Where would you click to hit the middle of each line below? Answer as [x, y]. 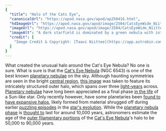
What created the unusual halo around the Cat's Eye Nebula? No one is [77, 65]
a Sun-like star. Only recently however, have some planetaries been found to [83, 96]
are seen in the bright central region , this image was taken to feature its [78, 81]
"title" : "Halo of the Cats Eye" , [45, 14]
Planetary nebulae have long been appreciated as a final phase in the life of [82, 91]
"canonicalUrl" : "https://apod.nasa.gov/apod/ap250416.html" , [75, 19]
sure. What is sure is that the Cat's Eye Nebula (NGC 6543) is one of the [79, 70]
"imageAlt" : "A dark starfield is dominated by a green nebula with [82, 33]
